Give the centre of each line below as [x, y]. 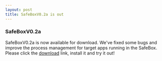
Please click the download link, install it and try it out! [60, 53]
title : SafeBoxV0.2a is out [35, 14]
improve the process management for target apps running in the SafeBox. [81, 48]
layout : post [19, 10]
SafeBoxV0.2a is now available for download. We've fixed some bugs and [81, 42]
